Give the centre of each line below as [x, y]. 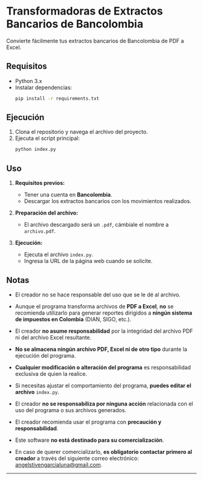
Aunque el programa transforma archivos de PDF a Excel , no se [94, 306]
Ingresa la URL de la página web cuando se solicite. [88, 261]
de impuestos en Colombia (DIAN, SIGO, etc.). [73, 319]
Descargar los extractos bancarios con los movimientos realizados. [108, 201]
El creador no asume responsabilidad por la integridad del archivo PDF [104, 331]
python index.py [35, 150]
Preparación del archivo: [47, 213]
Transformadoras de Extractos [85, 11]
